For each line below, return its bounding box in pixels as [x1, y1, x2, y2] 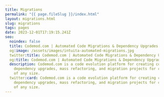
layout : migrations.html [5, 16, 56, 21]
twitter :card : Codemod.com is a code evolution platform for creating [9, 75, 156, 80]
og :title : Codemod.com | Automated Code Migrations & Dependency [9, 57, 145, 62]
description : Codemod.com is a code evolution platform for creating [9, 62, 154, 67]
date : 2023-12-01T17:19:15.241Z [5, 30, 71, 35]
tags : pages [5, 25, 29, 30]
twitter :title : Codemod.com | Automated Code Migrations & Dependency [9, 52, 156, 58]
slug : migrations [5, 21, 41, 26]
